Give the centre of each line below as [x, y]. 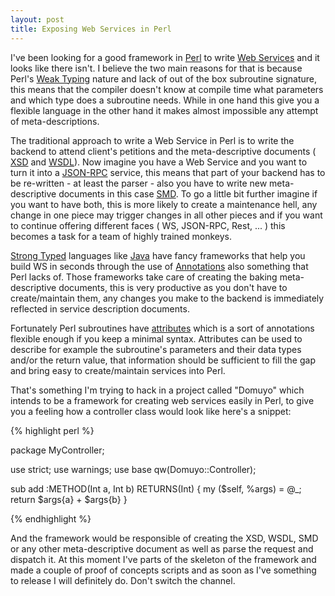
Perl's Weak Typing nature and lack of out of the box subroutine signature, [164, 78]
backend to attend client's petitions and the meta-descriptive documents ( [163, 151]
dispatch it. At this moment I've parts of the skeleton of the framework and [163, 559]
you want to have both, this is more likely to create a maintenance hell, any [164, 204]
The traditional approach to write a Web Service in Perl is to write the [152, 140]
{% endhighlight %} [51, 518]
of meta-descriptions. [55, 121]
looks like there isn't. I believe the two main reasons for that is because [156, 68]
